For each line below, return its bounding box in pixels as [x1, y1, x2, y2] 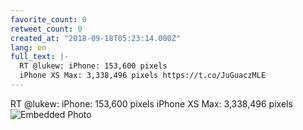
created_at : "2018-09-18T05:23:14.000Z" [10, 33, 182, 43]
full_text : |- [10, 52, 70, 62]
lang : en [10, 42, 47, 53]
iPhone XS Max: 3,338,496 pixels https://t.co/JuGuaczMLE [19, 71, 267, 81]
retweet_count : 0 [10, 24, 83, 34]
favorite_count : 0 [10, 14, 87, 25]
